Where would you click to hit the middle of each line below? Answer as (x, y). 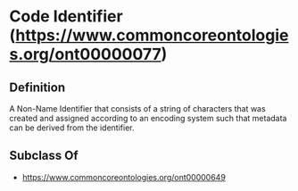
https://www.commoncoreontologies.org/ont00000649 (124, 177)
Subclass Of (44, 156)
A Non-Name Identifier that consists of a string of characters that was (137, 108)
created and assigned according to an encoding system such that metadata (148, 118)
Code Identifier (66, 17)
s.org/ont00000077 (86, 54)
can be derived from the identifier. (72, 128)
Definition (37, 87)
